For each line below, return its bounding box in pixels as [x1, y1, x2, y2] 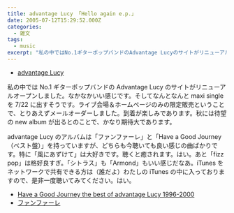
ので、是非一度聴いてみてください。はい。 [13, 176, 136, 184]
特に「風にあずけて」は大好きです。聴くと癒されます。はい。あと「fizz [18, 149, 224, 158]
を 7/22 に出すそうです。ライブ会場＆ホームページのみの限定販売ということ [7, 100, 225, 108]
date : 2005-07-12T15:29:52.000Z [7, 17, 101, 24]
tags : [7, 36, 23, 43]
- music [13, 43, 36, 50]
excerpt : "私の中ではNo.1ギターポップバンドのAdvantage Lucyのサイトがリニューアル [7, 50, 231, 57]
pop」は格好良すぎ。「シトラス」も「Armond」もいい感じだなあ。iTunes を [7, 159, 224, 167]
